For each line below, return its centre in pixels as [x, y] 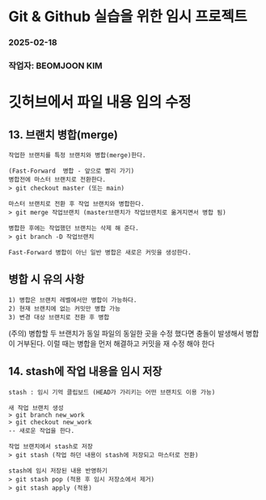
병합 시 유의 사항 [46, 279]
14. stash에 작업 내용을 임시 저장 [85, 372]
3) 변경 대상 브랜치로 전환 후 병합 [59, 317]
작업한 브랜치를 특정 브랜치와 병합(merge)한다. [77, 156]
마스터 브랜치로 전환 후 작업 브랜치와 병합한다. [76, 204]
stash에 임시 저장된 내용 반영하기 [58, 471]
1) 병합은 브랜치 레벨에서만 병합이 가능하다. [73, 300]
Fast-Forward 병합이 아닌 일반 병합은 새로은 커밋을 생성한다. [100, 253]
